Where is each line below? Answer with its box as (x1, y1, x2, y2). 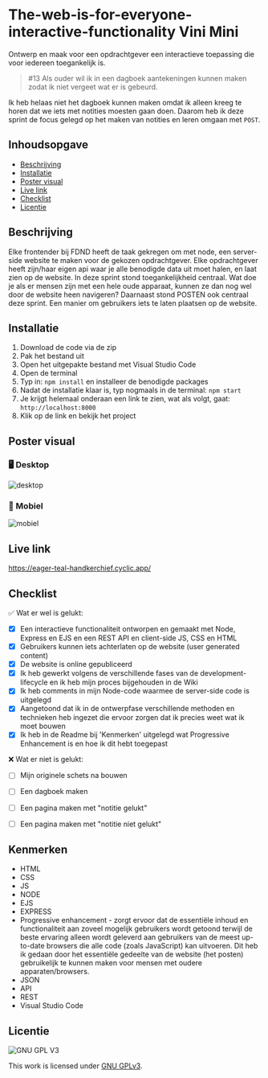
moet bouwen (19, 722, 67, 731)
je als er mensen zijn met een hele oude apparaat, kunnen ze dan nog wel (8, 281, 253, 290)
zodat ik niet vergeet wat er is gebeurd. (27, 82, 158, 92)
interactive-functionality (8, 23, 177, 41)
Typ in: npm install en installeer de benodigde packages (19, 376, 209, 387)
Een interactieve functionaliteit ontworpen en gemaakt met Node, (19, 623, 236, 633)
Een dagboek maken (19, 787, 88, 796)
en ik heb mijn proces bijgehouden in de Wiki (49, 677, 198, 687)
